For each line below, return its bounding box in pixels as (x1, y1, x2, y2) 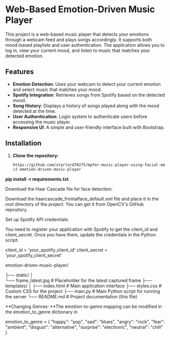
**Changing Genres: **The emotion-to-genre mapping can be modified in (5, 303, 162, 310)
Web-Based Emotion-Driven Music (5, 4, 155, 15)
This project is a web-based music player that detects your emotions (5, 31, 149, 37)
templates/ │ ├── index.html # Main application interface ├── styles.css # (5, 283, 162, 289)
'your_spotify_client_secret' (5, 253, 62, 259)
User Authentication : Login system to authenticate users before (12, 113, 148, 119)
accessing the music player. (12, 118, 71, 125)
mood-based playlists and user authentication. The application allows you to (5, 42, 165, 48)
